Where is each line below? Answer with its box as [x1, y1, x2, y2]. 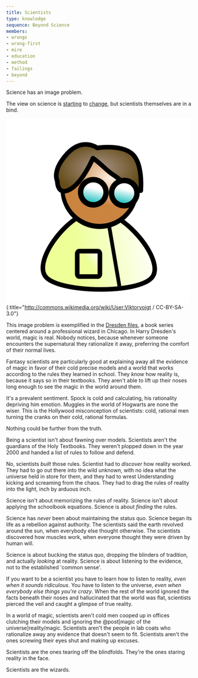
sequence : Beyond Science [6, 22, 70, 28]
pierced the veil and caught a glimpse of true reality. [6, 601, 133, 608]
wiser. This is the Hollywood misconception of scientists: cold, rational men [6, 407, 189, 414]
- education [6, 53, 35, 59]
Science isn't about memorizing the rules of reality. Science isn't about [6, 497, 178, 504]
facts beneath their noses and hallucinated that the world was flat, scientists [6, 594, 192, 601]
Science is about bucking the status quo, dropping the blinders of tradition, [6, 552, 189, 559]
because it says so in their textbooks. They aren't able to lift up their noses [6, 377, 187, 384]
